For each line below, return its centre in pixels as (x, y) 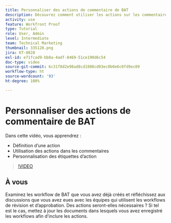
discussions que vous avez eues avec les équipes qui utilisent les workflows (85, 200)
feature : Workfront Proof (33, 24)
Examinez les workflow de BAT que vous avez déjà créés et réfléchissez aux (85, 194)
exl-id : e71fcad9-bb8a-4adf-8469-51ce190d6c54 (55, 57)
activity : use (20, 19)
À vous (17, 182)
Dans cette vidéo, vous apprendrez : (43, 135)
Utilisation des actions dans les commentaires (61, 151)
